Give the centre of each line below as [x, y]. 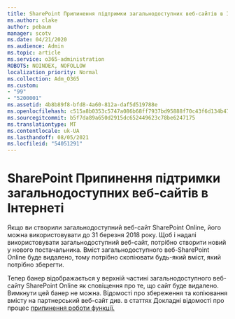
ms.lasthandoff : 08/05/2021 [48, 137]
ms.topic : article [34, 53]
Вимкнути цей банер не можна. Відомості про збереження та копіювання [117, 293]
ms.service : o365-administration [56, 59]
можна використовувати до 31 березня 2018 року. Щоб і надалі [102, 235]
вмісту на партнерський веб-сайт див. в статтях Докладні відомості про [116, 301]
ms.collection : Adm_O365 [43, 79]
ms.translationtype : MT [42, 124]
